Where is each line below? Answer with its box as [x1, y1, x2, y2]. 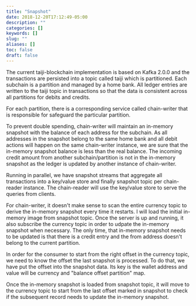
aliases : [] [6, 42, 35, 48]
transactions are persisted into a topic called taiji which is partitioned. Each [6, 75, 187, 82]
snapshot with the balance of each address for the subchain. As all [6, 129, 168, 136]
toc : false [6, 47, 33, 53]
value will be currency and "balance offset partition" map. [6, 269, 146, 277]
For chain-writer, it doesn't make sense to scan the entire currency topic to [6, 201, 187, 209]
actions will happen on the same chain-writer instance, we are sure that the [6, 141, 188, 148]
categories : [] [6, 25, 43, 31]
